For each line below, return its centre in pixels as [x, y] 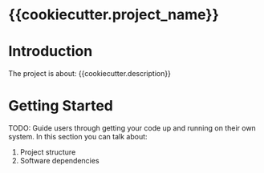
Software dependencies [59, 161]
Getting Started [61, 106]
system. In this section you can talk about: [78, 137]
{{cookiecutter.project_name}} [114, 15]
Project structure [48, 152]
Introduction [51, 52]
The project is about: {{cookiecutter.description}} [89, 74]
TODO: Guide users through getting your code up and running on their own [132, 128]
